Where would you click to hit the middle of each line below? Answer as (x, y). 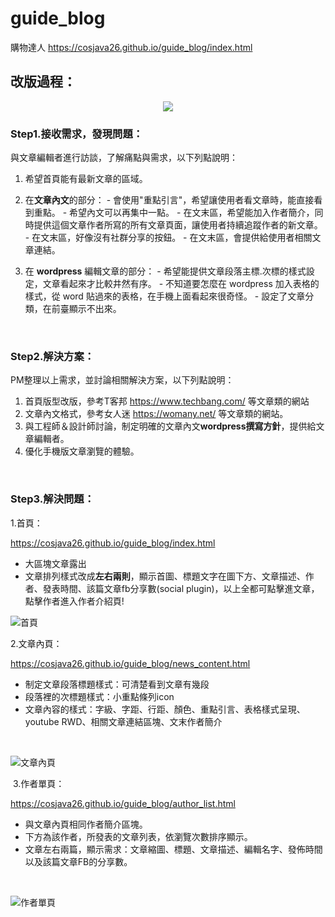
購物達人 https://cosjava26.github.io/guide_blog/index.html (131, 47)
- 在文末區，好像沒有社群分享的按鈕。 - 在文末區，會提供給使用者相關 (168, 238)
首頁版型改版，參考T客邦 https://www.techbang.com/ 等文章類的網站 (167, 401)
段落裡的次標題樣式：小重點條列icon (99, 696)
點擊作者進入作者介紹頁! (74, 601)
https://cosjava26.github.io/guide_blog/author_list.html (123, 803)
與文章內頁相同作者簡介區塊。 (86, 824)
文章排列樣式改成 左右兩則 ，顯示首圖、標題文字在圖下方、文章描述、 (165, 576)
